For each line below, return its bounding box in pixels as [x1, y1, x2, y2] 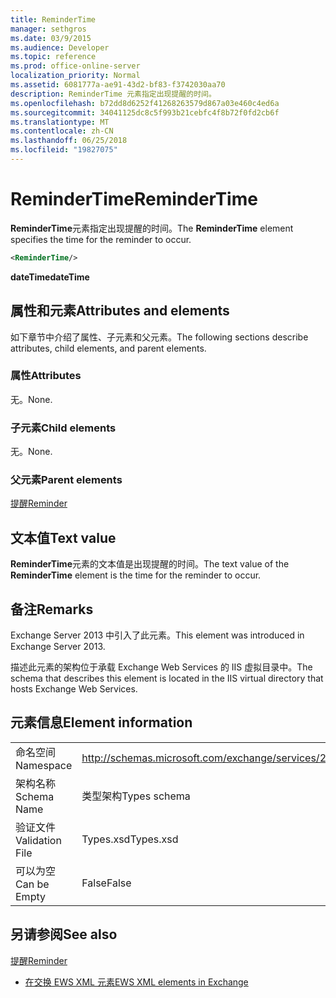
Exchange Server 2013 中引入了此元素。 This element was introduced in [10, 629, 305, 641]
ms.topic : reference [10, 52, 97, 62]
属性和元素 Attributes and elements [10, 302, 230, 320]
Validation [15, 833, 62, 847]
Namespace [15, 758, 73, 772]
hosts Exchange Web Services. [10, 683, 138, 695]
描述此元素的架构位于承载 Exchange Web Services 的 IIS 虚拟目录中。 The [10, 661, 313, 673]
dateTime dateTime [10, 271, 90, 283]
